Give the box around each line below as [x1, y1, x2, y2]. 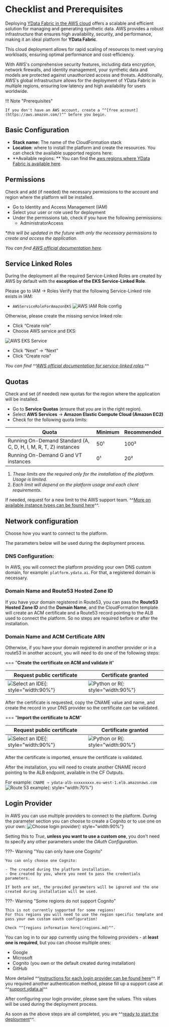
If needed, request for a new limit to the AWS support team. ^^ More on [5, 497, 151, 503]
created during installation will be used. [5, 889, 98, 894]
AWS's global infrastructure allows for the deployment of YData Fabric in [5, 77, 156, 83]
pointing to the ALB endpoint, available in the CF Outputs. [5, 769, 124, 776]
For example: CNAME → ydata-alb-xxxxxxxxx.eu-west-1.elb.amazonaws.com [5, 779, 157, 785]
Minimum [96, 429, 120, 436]
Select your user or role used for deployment [12, 209, 106, 215]
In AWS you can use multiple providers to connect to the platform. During [5, 812, 157, 818]
